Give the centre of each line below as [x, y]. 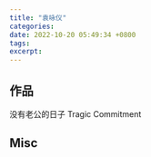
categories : [32, 26]
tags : [20, 43]
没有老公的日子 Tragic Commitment [75, 113]
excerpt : [26, 52]
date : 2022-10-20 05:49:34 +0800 [73, 34]
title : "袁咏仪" [38, 18]
